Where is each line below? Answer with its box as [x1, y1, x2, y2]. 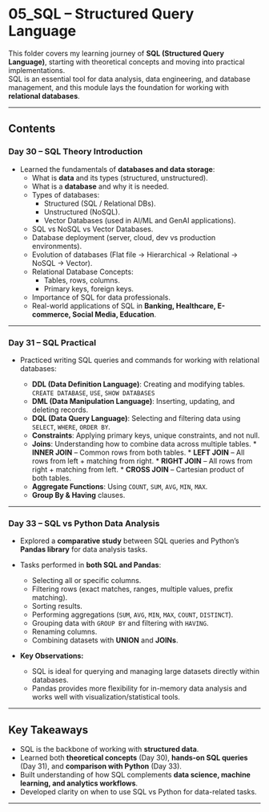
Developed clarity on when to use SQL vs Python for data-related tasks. [19, 787, 258, 797]
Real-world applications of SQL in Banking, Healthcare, [31, 300, 216, 310]
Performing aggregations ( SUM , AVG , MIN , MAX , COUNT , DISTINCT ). [31, 610, 234, 619]
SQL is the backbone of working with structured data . [19, 745, 199, 754]
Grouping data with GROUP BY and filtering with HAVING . [31, 618, 209, 628]
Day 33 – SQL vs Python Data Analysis [8, 517, 160, 528]
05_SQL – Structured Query [8, 5, 195, 23]
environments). [31, 241, 82, 251]
